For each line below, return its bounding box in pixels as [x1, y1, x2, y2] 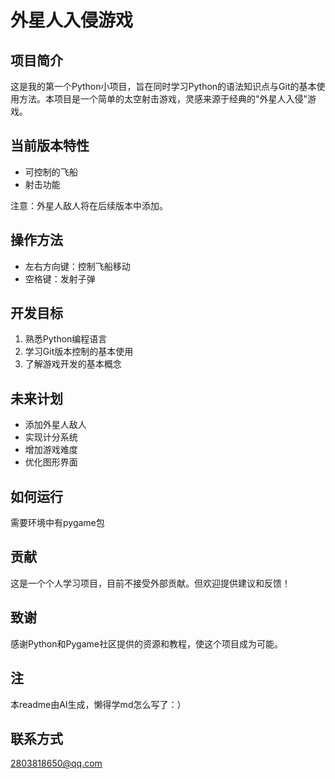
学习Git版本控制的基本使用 [24, 346, 134, 358]
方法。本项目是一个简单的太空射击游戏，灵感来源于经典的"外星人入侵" [18, 93, 308, 105]
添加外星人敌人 [24, 419, 87, 431]
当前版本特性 [10, 137, 90, 155]
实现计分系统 [24, 431, 78, 443]
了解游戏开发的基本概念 [24, 358, 122, 370]
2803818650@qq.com [10, 757, 103, 770]
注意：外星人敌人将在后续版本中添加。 [10, 199, 168, 211]
